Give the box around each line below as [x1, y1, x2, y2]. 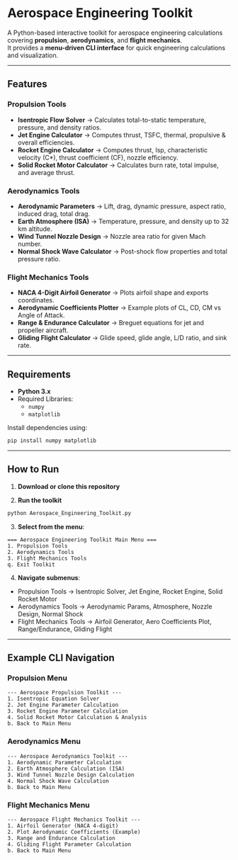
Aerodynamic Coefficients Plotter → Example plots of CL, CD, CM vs [17, 303, 222, 312]
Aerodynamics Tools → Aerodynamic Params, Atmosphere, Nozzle [17, 602, 212, 611]
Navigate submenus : [17, 573, 80, 582]
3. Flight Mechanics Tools [7, 555, 87, 562]
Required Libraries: [17, 395, 74, 403]
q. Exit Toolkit [7, 561, 55, 568]
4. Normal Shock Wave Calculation [7, 777, 110, 784]
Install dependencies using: [7, 424, 88, 432]
